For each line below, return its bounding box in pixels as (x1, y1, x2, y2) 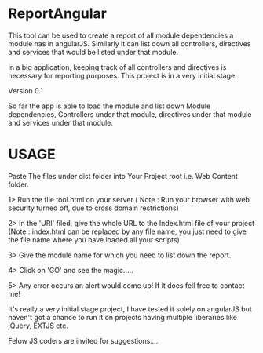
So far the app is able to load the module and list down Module (8, 101, 211, 111)
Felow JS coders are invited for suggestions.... (8, 336, 159, 345)
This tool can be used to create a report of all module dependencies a (8, 31, 234, 40)
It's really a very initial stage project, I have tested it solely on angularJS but (8, 304, 253, 314)
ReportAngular (8, 5, 108, 23)
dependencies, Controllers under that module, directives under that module (8, 109, 252, 118)
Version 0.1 (8, 86, 43, 95)
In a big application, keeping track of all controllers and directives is (8, 62, 227, 71)
